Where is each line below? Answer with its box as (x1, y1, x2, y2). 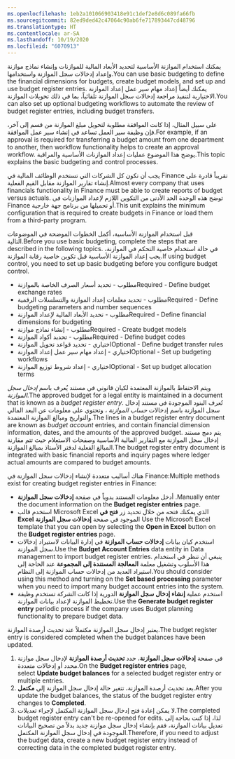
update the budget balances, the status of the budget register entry (17, 692, 212, 699)
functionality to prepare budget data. (17, 612, 124, 620)
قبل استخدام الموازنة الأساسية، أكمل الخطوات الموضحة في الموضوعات (7, 229, 194, 238)
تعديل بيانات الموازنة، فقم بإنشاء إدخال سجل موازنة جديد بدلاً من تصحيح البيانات (17, 721, 223, 730)
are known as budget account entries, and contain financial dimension (7, 421, 211, 429)
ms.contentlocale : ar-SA (7, 29, 80, 37)
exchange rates (17, 288, 63, 296)
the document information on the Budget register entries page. (17, 500, 201, 509)
